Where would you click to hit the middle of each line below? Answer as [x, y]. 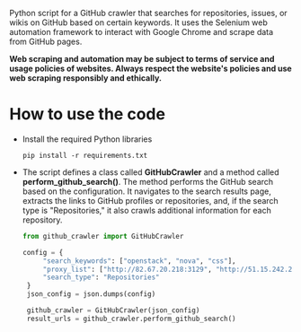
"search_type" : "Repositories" [101, 277]
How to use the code [88, 114]
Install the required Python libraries [87, 139]
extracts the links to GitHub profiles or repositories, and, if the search [150, 200]
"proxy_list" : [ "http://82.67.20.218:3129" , [128, 269]
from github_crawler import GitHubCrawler [103, 236]
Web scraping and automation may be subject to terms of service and [142, 59]
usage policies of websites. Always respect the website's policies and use [150, 68]
